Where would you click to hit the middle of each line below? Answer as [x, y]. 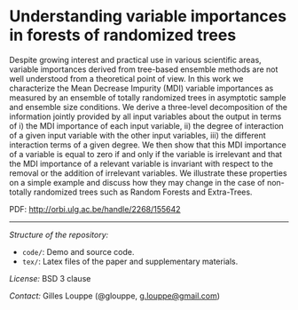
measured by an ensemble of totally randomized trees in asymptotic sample [148, 97]
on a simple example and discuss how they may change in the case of [137, 182]
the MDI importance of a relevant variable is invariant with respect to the [141, 163]
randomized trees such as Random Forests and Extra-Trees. [143, 192]
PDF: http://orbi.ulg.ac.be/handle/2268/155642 [95, 209]
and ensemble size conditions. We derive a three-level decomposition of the [149, 107]
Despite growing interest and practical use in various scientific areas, [135, 60]
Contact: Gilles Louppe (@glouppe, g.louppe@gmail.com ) [114, 296]
